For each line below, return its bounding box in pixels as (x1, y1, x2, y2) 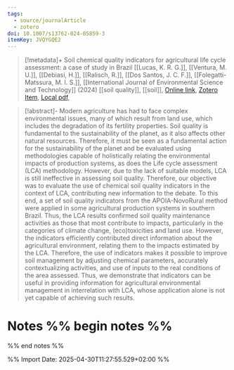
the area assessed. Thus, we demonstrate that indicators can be (24, 272, 211, 280)
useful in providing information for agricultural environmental (24, 279, 201, 287)
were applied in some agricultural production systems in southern (24, 204, 215, 212)
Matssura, (24, 78, 54, 87)
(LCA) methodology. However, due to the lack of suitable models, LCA (24, 167, 227, 175)
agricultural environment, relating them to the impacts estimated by (24, 241, 219, 250)
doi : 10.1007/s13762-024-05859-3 (7, 30, 105, 37)
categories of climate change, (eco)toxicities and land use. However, (24, 227, 223, 235)
